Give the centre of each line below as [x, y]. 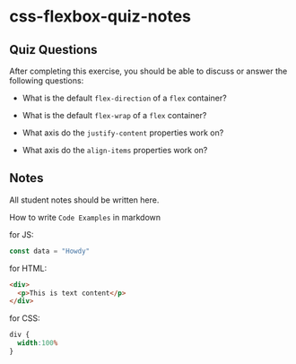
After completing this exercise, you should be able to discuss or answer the [148, 71]
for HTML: [28, 268]
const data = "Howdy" [50, 251]
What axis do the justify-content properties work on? [123, 133]
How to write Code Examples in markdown [85, 217]
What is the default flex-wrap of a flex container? [114, 115]
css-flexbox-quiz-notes [100, 17]
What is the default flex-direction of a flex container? [124, 98]
